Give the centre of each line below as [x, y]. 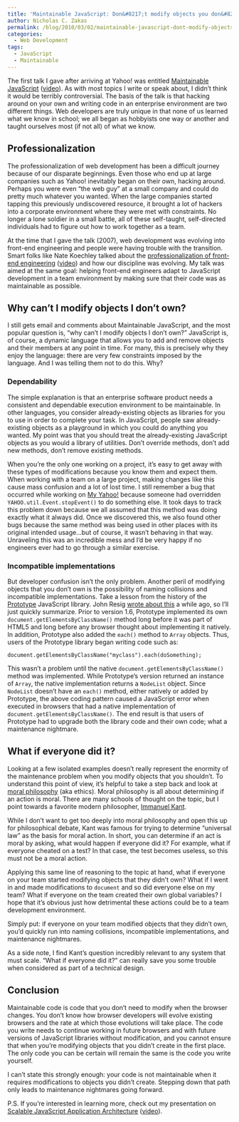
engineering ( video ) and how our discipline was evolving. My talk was [122, 263]
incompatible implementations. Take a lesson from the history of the [107, 596]
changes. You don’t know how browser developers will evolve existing [110, 1015]
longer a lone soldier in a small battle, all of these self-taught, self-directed [117, 219]
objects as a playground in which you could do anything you [120, 427]
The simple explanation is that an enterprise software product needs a [110, 397]
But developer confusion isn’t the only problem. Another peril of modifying [116, 581]
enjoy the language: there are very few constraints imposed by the [105, 356]
